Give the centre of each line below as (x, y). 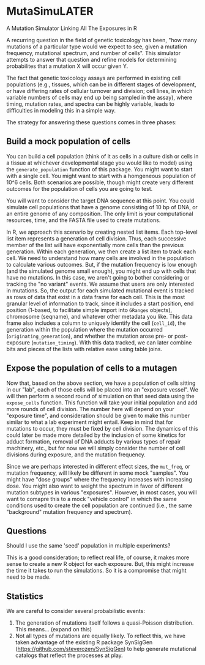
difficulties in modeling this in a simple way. (61, 110)
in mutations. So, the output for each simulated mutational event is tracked (100, 290)
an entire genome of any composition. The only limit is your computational (100, 214)
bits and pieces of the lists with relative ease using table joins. (84, 349)
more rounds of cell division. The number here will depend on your (90, 409)
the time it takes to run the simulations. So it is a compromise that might (96, 571)
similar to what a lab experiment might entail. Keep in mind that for (90, 422)
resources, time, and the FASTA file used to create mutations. (84, 220)
